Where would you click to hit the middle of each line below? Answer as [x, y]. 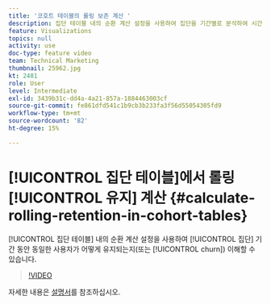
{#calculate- [212, 198]
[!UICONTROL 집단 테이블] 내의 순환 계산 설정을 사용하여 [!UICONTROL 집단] [131, 239]
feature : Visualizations [50, 31]
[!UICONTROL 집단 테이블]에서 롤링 [122, 177]
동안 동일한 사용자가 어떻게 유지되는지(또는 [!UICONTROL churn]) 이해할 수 [136, 249]
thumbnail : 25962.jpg [45, 69]
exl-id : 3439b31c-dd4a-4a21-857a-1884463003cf [88, 98]
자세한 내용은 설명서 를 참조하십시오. [65, 292]
